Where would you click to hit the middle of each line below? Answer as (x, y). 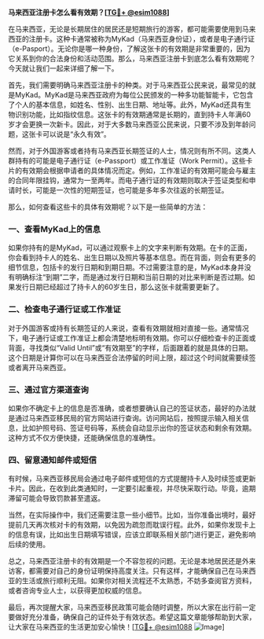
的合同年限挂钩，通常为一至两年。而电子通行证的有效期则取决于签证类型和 (128, 180)
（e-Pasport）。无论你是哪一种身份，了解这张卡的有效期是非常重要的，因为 (129, 49)
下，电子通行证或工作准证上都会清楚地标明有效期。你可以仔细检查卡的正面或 (132, 338)
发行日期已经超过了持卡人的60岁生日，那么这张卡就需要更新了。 (119, 287)
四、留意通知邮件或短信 (52, 460)
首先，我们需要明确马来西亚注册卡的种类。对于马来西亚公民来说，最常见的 (128, 85)
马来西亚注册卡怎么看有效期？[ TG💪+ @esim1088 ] (89, 12)
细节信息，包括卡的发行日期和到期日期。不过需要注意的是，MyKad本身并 (126, 267)
